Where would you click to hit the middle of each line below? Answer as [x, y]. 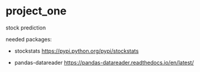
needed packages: [29, 39]
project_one [36, 11]
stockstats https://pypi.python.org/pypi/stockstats [77, 51]
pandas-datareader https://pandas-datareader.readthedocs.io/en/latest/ [104, 62]
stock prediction [26, 28]
